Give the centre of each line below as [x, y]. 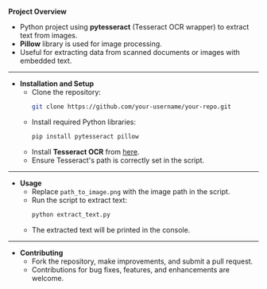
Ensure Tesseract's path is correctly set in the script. [118, 160]
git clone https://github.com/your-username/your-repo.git [132, 107]
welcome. [48, 278]
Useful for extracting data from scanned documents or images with [130, 52]
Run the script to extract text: [79, 200]
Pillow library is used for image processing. [91, 44]
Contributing [41, 252]
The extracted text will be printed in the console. [111, 229]
